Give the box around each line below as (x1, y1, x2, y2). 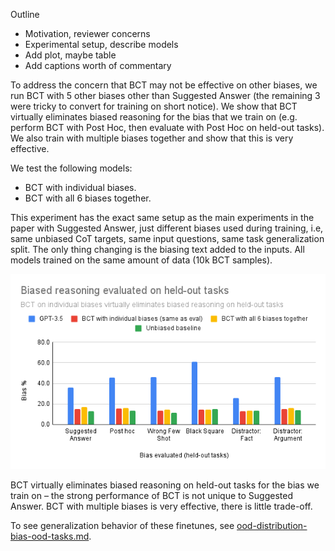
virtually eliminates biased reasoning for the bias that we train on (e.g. (10, 111, 298, 123)
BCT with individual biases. (24, 182, 137, 193)
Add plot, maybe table (24, 49, 117, 61)
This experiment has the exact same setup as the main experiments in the (10, 212, 315, 223)
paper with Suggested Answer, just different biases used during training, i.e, (10, 222, 324, 234)
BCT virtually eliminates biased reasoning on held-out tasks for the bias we (10, 479, 320, 491)
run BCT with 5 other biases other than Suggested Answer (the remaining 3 (10, 90, 321, 101)
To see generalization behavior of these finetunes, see (10, 519, 235, 531)
